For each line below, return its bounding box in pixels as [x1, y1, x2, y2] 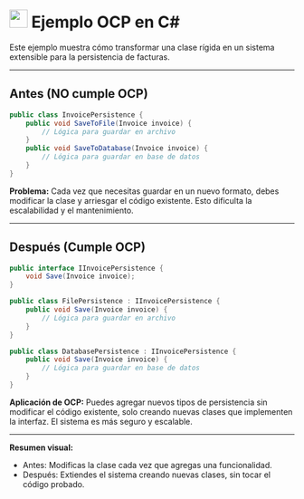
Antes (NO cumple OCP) [9, 86, 148, 101]
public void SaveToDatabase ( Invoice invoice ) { [25, 144, 208, 153]
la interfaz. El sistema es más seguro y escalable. [9, 416, 193, 427]
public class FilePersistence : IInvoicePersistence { [9, 297, 221, 306]
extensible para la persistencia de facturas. [9, 51, 170, 62]
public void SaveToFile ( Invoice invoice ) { [25, 119, 193, 128]
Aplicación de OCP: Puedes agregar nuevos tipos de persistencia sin [9, 397, 269, 408]
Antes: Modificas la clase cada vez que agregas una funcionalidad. [22, 459, 273, 470]
